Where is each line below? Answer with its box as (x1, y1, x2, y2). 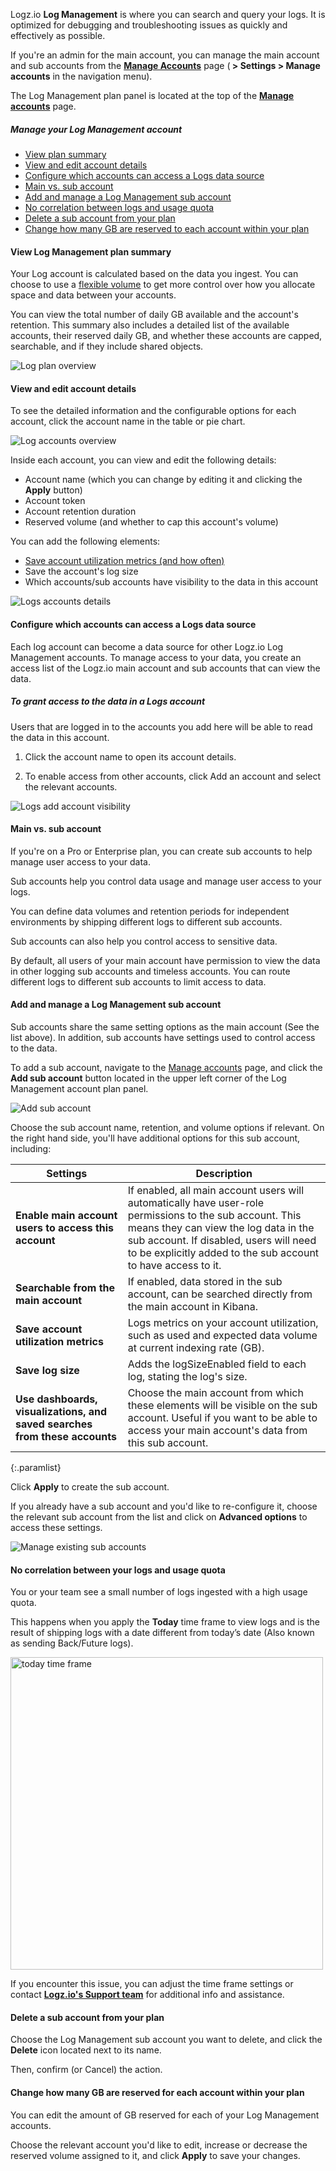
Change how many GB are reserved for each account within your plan (10, 2086, 305, 2098)
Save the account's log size (24, 565, 139, 578)
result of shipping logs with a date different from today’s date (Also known (10, 1627, 315, 1639)
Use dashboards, (15, 1392, 98, 1406)
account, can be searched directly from (127, 1287, 313, 1301)
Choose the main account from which (127, 1385, 304, 1399)
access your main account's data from (127, 1423, 308, 1437)
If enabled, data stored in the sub (127, 1274, 283, 1288)
